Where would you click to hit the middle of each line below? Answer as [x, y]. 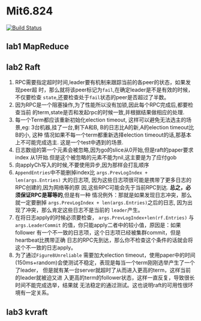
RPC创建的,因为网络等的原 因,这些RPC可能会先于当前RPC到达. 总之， [100, 188]
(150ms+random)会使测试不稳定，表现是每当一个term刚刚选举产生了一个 [105, 263]
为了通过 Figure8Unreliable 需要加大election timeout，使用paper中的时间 [105, 255]
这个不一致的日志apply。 [46, 248]
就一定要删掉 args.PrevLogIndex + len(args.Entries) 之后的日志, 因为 [101, 203]
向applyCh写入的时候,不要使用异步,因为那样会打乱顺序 [82, 165]
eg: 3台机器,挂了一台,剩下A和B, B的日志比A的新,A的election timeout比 [108, 127]
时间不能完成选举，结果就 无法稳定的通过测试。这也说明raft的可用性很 [101, 285]
